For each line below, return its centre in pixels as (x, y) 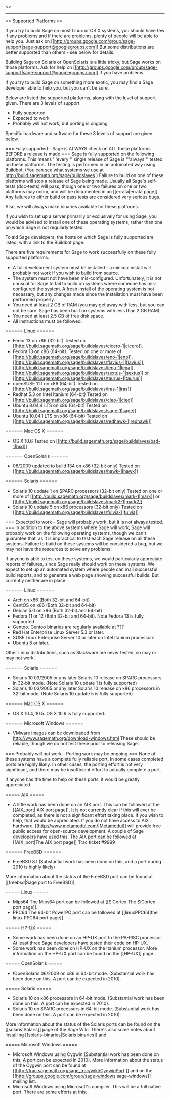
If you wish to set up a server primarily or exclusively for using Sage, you (81, 216)
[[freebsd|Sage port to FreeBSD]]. (40, 882)
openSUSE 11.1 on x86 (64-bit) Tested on (55, 384)
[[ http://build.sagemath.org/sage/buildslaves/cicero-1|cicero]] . (78, 346)
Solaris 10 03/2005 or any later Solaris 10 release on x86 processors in (86, 688)
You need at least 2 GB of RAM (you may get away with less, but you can (89, 305)
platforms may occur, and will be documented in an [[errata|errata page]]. (82, 191)
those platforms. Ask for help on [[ (41, 67)
